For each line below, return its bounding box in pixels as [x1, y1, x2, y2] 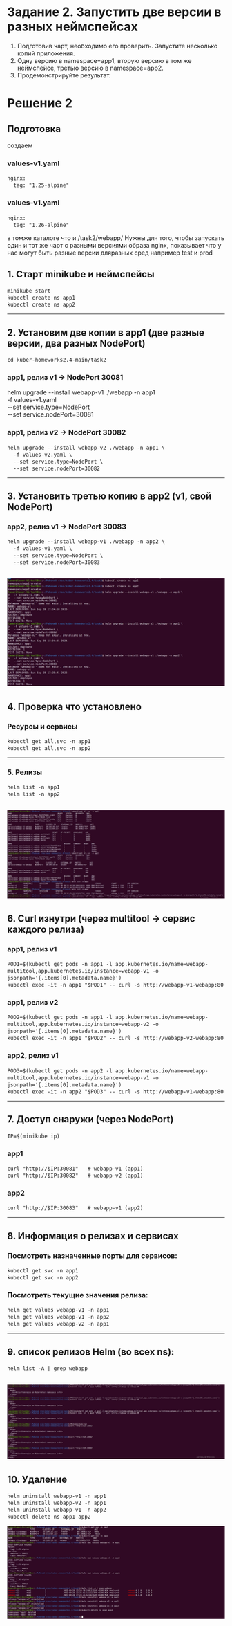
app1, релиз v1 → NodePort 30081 [7, 373, 124, 383]
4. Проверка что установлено [7, 700, 142, 713]
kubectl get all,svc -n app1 [7, 738, 91, 745]
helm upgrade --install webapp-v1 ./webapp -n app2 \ [7, 538, 166, 545]
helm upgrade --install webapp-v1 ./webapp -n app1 [7, 388, 155, 396]
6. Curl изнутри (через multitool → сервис [7, 913, 195, 924]
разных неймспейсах [7, 19, 138, 35]
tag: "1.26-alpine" [13, 221, 70, 228]
